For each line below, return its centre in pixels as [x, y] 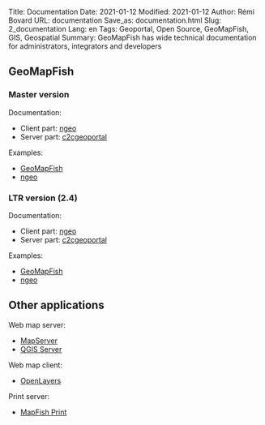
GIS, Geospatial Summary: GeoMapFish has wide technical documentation [132, 37]
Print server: [29, 396]
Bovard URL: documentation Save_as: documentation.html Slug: [115, 20]
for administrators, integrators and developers [85, 46]
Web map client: [36, 365]
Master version [39, 95]
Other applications [56, 305]
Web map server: [37, 324]
